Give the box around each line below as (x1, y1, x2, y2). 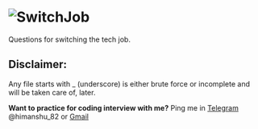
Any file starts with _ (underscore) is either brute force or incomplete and (8, 79, 251, 88)
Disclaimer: (8, 58, 67, 71)
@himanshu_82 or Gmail (8, 111, 89, 121)
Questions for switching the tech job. (8, 34, 131, 44)
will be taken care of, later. (8, 87, 96, 97)
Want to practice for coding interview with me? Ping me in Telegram (8, 103, 239, 112)
